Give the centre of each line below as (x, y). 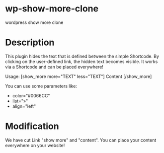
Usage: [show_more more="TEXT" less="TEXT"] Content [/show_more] (79, 76)
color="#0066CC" (31, 95)
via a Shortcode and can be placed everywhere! (54, 67)
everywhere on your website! (35, 145)
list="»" (20, 101)
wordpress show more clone (34, 22)
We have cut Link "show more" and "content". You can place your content (81, 140)
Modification (32, 126)
